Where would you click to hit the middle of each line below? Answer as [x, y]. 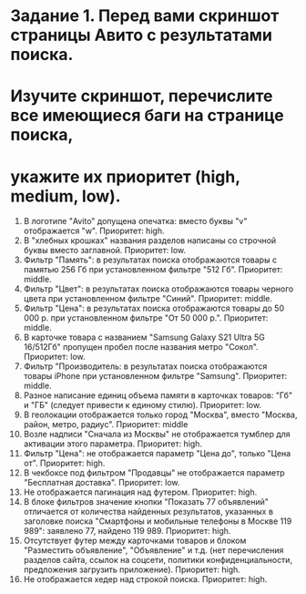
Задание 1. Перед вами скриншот [145, 16]
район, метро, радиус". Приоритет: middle [106, 425]
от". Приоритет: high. [64, 463]
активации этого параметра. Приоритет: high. [113, 444]
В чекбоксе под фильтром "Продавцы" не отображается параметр [154, 473]
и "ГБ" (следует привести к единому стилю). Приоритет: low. [143, 405]
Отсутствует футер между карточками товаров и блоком [135, 541]
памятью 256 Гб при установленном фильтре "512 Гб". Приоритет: [153, 270]
